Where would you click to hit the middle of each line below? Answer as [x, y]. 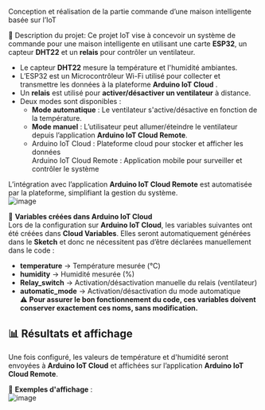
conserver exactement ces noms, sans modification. [109, 308]
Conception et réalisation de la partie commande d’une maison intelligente [130, 12]
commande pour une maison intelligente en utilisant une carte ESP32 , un [128, 44]
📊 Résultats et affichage [70, 334]
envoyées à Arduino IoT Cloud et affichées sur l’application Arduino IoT [126, 366]
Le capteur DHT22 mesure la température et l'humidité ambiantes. [129, 68]
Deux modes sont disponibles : [70, 101]
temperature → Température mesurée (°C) [90, 266]
